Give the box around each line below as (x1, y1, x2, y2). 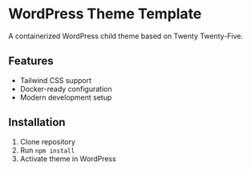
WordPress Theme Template (8, 5, 202, 23)
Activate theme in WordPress (19, 153, 116, 164)
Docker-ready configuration (19, 84, 112, 93)
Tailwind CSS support (19, 75, 92, 85)
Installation (8, 116, 66, 129)
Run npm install (19, 145, 75, 155)
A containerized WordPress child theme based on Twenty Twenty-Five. (8, 31, 244, 41)
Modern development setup (19, 93, 112, 102)
